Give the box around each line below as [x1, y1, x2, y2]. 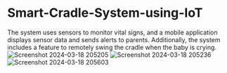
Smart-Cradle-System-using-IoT [7, 5, 203, 21]
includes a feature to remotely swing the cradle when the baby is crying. [7, 43, 216, 51]
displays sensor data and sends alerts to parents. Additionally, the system [7, 35, 221, 44]
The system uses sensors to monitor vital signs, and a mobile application [7, 28, 218, 36]
